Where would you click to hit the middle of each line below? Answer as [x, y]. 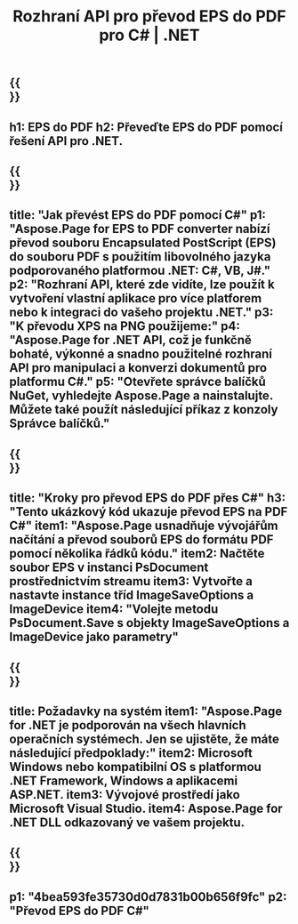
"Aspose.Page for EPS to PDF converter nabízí [140, 229]
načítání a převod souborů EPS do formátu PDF [141, 540]
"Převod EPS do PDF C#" [79, 910]
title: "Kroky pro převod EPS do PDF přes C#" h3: [148, 498]
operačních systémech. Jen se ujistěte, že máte [145, 739]
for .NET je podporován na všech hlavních [128, 725]
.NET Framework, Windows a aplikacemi [124, 780]
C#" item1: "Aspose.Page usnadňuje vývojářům [144, 526]
